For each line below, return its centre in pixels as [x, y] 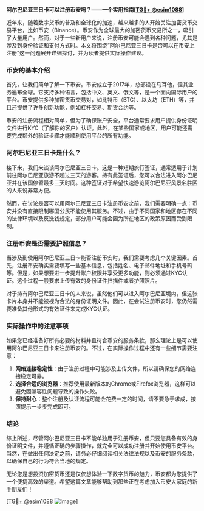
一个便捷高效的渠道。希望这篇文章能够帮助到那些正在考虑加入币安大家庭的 [99, 482]
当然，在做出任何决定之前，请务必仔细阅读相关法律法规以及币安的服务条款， [102, 454]
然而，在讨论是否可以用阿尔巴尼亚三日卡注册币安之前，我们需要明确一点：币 [102, 203]
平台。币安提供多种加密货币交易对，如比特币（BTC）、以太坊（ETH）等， [98, 100]
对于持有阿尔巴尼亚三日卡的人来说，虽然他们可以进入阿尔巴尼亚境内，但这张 [102, 293]
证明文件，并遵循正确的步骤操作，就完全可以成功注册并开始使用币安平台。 [104, 446]
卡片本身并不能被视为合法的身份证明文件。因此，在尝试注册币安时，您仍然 [99, 301]
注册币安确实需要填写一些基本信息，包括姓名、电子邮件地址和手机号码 [104, 265]
